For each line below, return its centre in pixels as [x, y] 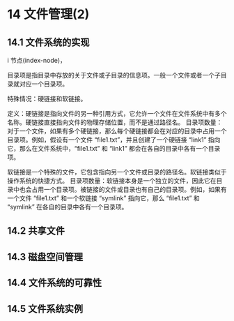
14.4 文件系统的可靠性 [55, 283]
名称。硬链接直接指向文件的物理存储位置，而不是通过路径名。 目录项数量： [115, 122]
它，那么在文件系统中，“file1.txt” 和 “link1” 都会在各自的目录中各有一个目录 [114, 148]
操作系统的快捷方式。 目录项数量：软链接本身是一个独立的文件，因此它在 [112, 181]
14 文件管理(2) [48, 14]
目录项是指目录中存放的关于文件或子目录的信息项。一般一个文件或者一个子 [114, 75]
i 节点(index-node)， [37, 60]
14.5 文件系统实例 [45, 309]
